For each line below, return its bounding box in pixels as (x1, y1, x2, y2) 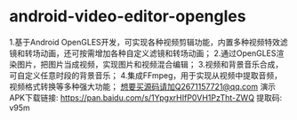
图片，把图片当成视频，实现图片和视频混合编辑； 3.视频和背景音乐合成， (16, 59, 284, 69)
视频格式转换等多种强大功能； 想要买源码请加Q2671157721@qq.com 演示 (9, 81, 277, 92)
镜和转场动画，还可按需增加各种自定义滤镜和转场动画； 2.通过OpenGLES (9, 47, 277, 59)
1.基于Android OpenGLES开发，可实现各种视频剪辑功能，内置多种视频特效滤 (9, 36, 289, 47)
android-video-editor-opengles (9, 6, 246, 27)
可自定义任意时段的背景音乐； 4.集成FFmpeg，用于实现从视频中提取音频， (9, 69, 283, 81)
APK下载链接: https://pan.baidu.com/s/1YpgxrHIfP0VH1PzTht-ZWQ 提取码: (9, 92, 283, 103)
